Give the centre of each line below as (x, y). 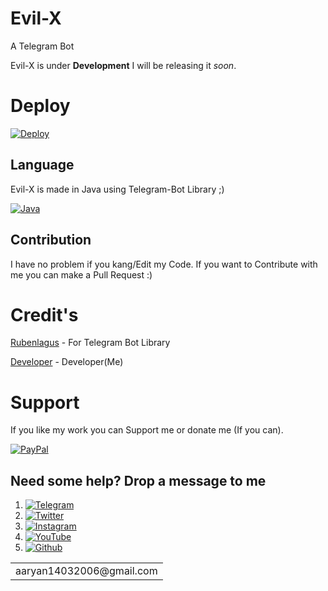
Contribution (51, 240)
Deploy (40, 106)
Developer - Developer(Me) (67, 362)
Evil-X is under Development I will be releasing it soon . (123, 65)
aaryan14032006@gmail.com (86, 571)
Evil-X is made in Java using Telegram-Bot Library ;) (117, 189)
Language (42, 165)
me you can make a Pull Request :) (81, 274)
